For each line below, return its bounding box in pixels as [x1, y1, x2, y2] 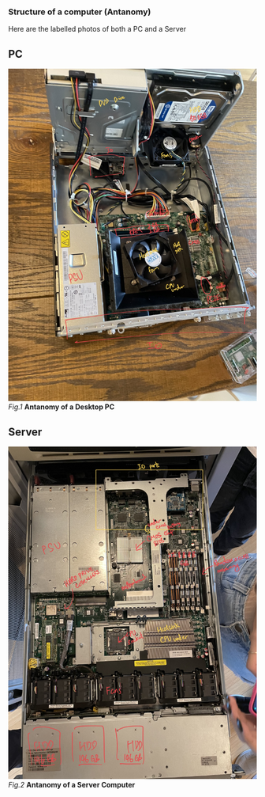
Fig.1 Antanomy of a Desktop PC [8, 402, 115, 412]
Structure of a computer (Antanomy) [8, 6, 151, 17]
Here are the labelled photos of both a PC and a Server [8, 25, 187, 34]
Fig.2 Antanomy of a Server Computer [8, 780, 136, 789]
